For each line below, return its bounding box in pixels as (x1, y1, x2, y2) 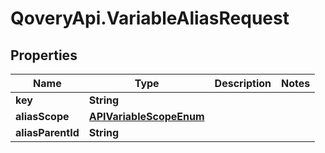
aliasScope (15, 110, 70, 123)
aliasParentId (15, 126, 80, 139)
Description (214, 77, 272, 90)
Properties (10, 47, 78, 64)
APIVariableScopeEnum (88, 110, 205, 123)
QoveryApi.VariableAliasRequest (10, 7, 290, 30)
